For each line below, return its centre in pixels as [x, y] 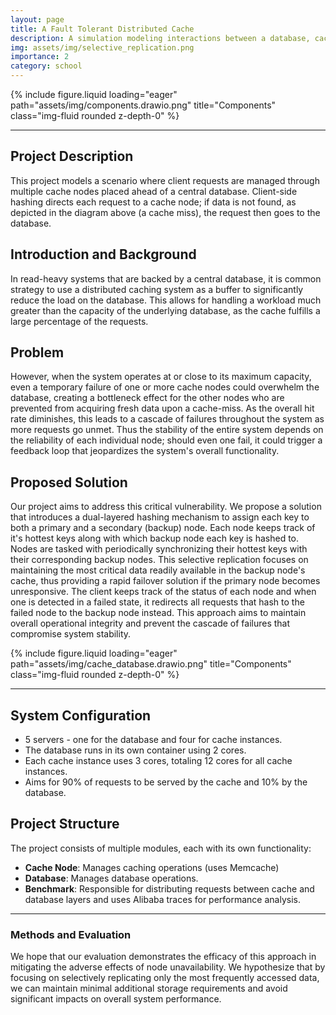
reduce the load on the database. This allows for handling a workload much [166, 300]
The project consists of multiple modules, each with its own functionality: [161, 848]
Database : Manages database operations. [111, 878]
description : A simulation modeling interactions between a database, [160, 38]
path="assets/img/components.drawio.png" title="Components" [143, 105]
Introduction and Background [103, 254]
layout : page [37, 19]
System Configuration [81, 715]
